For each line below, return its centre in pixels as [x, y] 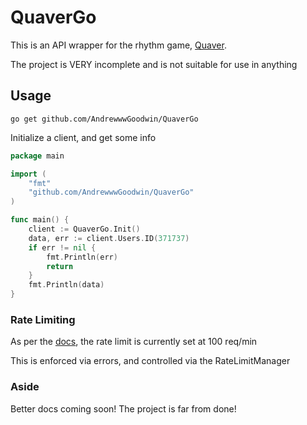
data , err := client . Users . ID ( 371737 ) [109, 238]
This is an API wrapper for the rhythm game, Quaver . [118, 45]
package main [37, 156]
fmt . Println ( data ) [66, 285]
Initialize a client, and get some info [83, 137]
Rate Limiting [43, 319]
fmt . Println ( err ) [82, 257]
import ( [28, 174]
